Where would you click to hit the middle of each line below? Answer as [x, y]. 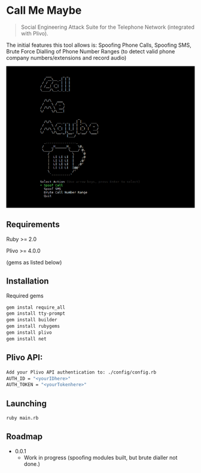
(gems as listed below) [34, 262]
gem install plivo [29, 333]
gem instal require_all [36, 307]
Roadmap [25, 437]
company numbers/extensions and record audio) [66, 58]
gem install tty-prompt [36, 314]
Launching [26, 403]
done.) [32, 464]
